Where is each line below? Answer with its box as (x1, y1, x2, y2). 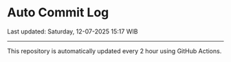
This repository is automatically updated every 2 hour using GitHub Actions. (7, 46, 222, 55)
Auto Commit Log (7, 5, 109, 20)
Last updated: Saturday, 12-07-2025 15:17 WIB (7, 27, 138, 35)
